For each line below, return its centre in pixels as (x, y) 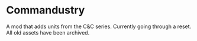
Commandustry (46, 10)
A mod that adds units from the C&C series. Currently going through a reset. (99, 26)
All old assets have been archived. (48, 32)
